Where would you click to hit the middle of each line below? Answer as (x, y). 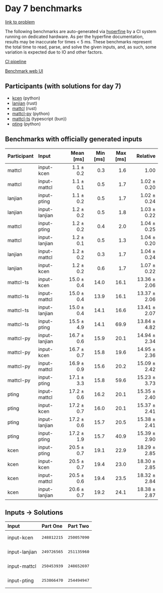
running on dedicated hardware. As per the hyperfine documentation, (74, 37)
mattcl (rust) (24, 108)
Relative (146, 156)
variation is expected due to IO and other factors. (54, 52)
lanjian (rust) (24, 103)
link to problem (20, 22)
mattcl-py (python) (31, 113)
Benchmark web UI (24, 71)
